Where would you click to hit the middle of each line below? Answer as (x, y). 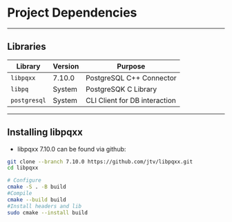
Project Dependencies (72, 13)
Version (66, 66)
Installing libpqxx (45, 132)
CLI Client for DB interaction (130, 100)
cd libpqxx (23, 168)
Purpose (131, 66)
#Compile (20, 194)
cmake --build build (37, 200)
